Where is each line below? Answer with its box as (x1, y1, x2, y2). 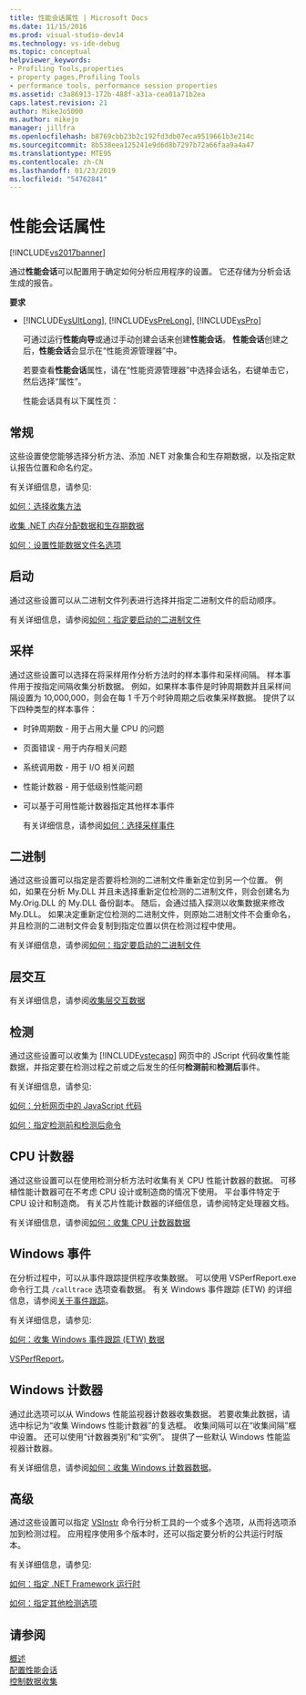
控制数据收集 (9, 1676, 57, 1687)
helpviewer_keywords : (9, 56, 92, 65)
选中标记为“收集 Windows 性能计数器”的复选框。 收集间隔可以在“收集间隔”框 (9, 1420, 297, 1431)
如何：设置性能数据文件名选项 (9, 540, 121, 550)
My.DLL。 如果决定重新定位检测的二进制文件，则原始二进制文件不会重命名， (9, 909, 296, 920)
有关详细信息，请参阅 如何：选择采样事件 (22, 820, 175, 831)
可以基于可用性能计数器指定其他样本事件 (22, 800, 175, 811)
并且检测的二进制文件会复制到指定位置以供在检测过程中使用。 (9, 920, 241, 931)
